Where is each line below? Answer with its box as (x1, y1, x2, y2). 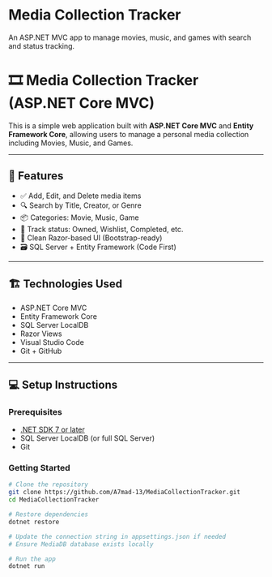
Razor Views (19, 329, 62, 338)
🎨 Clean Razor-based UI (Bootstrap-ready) (19, 233, 163, 243)
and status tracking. (8, 41, 75, 50)
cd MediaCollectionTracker (8, 496, 100, 504)
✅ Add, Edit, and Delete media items (19, 191, 142, 200)
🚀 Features (8, 169, 64, 183)
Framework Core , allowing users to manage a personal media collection (8, 129, 249, 139)
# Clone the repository (8, 480, 89, 489)
